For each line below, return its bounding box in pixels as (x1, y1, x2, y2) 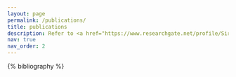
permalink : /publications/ (7, 17, 86, 24)
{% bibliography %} (7, 62, 65, 70)
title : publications (7, 23, 68, 30)
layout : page (7, 10, 46, 17)
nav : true (7, 36, 37, 43)
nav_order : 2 (7, 43, 46, 50)
